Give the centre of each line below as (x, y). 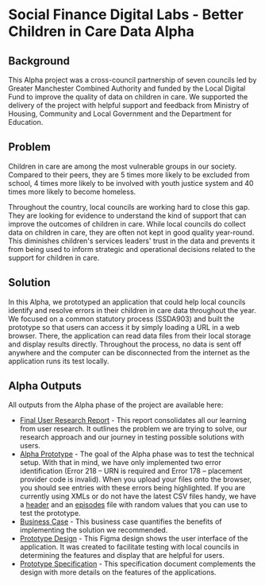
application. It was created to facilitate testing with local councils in (129, 547)
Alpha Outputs (45, 386)
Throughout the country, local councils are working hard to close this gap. (129, 207)
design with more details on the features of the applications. (118, 572)
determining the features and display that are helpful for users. (122, 556)
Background (39, 61)
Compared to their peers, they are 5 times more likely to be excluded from (129, 174)
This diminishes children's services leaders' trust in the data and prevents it (132, 241)
